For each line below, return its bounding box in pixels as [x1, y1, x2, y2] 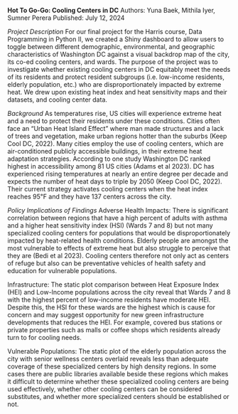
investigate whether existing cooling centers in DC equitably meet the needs [7, 65, 231, 73]
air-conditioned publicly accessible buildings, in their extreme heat [7, 147, 202, 155]
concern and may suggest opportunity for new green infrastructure [7, 311, 205, 319]
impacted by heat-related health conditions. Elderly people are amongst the [7, 236, 229, 245]
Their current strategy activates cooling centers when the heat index [7, 185, 208, 193]
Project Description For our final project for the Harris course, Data [7, 28, 202, 36]
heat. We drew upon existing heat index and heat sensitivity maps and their [7, 88, 227, 96]
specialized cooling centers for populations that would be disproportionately [7, 229, 231, 237]
